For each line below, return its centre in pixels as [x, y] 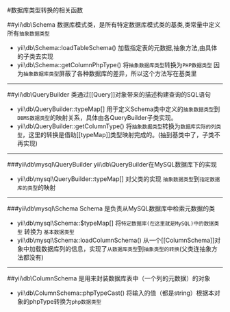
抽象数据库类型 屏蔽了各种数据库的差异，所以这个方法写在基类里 [110, 73]
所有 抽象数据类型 [28, 33]
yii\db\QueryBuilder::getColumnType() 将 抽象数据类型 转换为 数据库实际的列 [117, 126]
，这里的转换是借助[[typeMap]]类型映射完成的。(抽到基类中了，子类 [118, 135]
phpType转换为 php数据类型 [65, 301]
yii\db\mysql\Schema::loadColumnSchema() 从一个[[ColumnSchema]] [116, 240]
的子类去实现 [35, 56]
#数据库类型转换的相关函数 [45, 10]
